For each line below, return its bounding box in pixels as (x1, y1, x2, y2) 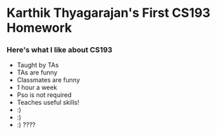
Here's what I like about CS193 (6, 45, 113, 55)
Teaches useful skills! (16, 98, 79, 107)
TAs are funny (16, 68, 58, 77)
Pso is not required (16, 91, 72, 99)
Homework (6, 20, 72, 36)
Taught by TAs (16, 61, 59, 70)
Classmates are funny (16, 76, 80, 84)
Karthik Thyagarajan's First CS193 (6, 5, 211, 21)
